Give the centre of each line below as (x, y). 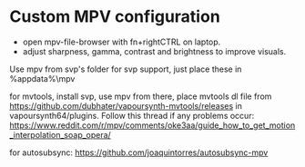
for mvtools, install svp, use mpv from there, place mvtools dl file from (141, 96)
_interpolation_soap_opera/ (60, 134)
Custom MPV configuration (115, 17)
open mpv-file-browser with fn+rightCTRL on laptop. (122, 42)
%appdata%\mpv (42, 78)
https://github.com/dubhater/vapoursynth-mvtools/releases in (126, 105)
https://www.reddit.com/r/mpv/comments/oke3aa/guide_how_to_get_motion (152, 125)
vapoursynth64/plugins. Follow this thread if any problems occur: (132, 115)
